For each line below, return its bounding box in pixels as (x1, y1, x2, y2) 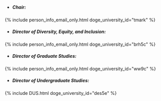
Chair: (12, 4, 26, 10)
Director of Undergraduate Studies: (12, 77, 89, 83)
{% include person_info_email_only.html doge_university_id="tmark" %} (5, 17, 156, 23)
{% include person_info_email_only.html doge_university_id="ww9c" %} (5, 65, 156, 72)
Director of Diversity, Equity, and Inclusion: (12, 28, 106, 35)
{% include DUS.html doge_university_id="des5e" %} (5, 90, 117, 96)
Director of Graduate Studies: (12, 53, 77, 59)
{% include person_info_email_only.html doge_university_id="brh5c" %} (5, 41, 156, 47)
